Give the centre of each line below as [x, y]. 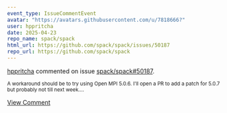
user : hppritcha [30, 26]
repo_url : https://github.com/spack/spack [69, 52]
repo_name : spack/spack [41, 39]
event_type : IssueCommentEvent [52, 13]
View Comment [29, 102]
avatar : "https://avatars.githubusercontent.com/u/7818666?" [96, 20]
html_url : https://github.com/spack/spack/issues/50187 [88, 45]
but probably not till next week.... [46, 90]
